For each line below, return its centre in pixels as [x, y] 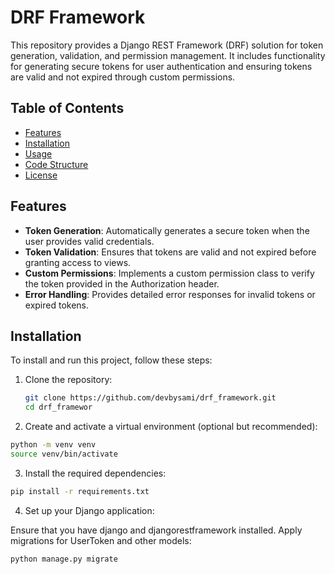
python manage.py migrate [64, 559]
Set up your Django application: [89, 510]
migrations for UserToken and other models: [101, 540]
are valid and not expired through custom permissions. [123, 77]
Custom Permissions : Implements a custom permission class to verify [169, 273]
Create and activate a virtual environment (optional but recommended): [171, 427]
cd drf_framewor [58, 407]
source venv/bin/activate [64, 454]
